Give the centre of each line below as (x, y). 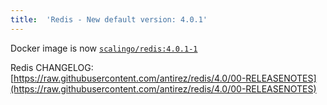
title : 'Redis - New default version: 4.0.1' (109, 19)
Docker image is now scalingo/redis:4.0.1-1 (104, 48)
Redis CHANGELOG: (52, 67)
